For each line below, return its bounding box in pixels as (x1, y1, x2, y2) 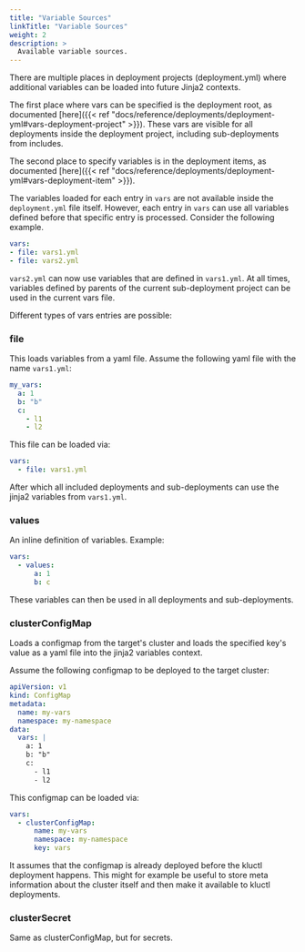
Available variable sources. (17, 47, 128, 56)
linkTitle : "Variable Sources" (9, 22, 128, 31)
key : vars (33, 844, 71, 853)
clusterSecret (9, 911, 71, 924)
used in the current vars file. (9, 292, 116, 303)
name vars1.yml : (9, 363, 72, 374)
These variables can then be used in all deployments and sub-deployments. (9, 593, 294, 605)
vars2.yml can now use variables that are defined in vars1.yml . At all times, (9, 272, 290, 283)
